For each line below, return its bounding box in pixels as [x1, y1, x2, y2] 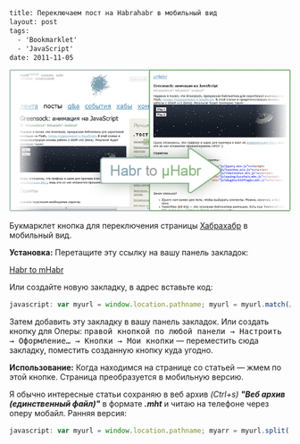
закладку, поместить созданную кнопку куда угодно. [9, 345, 213, 356]
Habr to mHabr [9, 264, 64, 275]
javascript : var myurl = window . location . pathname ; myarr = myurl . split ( [9, 426, 290, 436]
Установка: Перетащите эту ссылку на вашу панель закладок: [9, 247, 249, 258]
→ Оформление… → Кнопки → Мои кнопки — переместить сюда [9, 335, 259, 347]
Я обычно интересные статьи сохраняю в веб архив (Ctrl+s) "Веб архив [9, 389, 286, 400]
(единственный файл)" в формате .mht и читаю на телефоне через [9, 398, 270, 409]
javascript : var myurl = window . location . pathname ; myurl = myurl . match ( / [9, 300, 294, 309]
